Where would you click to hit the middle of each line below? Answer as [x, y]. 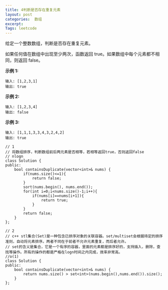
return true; [55, 200]
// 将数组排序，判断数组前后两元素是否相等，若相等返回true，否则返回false [75, 152]
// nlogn [14, 157]
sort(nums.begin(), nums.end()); [58, 187]
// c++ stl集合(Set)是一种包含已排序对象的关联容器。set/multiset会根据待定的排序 [84, 236]
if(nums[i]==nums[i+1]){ [58, 196]
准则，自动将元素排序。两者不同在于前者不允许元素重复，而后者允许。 [67, 242]
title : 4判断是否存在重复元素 [33, 10]
